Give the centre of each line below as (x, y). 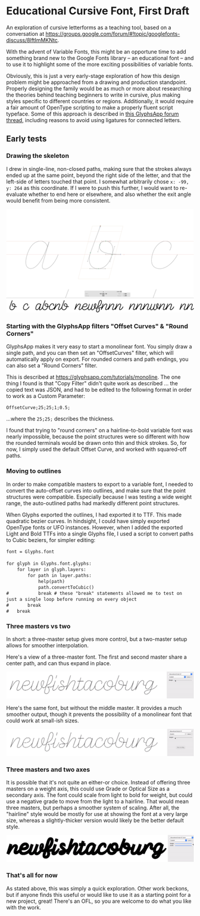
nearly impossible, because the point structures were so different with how (98, 437)
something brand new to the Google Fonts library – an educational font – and (100, 58)
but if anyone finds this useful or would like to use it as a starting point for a (99, 895)
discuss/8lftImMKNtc (32, 40)
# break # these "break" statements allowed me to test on (94, 593)
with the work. (24, 907)
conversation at (25, 33)
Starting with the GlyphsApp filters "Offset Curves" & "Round (97, 326)
